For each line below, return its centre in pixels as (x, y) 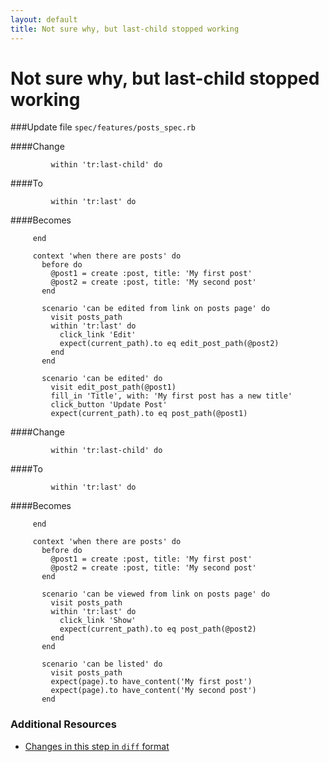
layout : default (44, 19)
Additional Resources (63, 724)
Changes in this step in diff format (97, 746)
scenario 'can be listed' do (102, 664)
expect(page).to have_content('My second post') (153, 691)
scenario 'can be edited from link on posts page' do (156, 309)
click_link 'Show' (98, 621)
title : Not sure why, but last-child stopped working (125, 29)
